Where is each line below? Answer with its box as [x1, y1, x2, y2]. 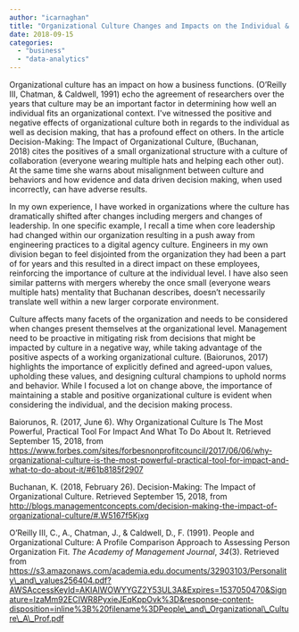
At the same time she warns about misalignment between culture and [9, 165, 265, 175]
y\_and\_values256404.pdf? [9, 575, 112, 585]
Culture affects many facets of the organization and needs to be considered [9, 314, 288, 324]
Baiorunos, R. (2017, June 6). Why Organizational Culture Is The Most [9, 417, 263, 427]
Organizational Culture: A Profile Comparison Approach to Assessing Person [9, 537, 290, 547]
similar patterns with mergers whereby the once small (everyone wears [9, 278, 270, 287]
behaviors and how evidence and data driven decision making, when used [9, 175, 283, 184]
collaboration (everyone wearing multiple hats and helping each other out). [9, 156, 284, 166]
